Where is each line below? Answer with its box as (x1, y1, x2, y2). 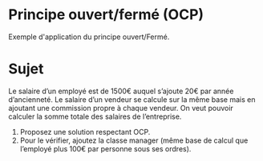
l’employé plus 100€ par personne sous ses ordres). (19, 143, 192, 153)
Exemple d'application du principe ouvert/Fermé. (8, 32, 170, 41)
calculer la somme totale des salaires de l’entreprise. (8, 112, 182, 121)
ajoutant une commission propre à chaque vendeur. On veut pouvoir (8, 103, 234, 112)
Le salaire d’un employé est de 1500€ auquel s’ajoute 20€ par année (8, 86, 234, 96)
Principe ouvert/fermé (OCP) (8, 6, 204, 24)
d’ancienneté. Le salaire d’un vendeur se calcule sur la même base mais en (8, 94, 256, 104)
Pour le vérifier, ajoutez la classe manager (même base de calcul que (19, 135, 249, 145)
